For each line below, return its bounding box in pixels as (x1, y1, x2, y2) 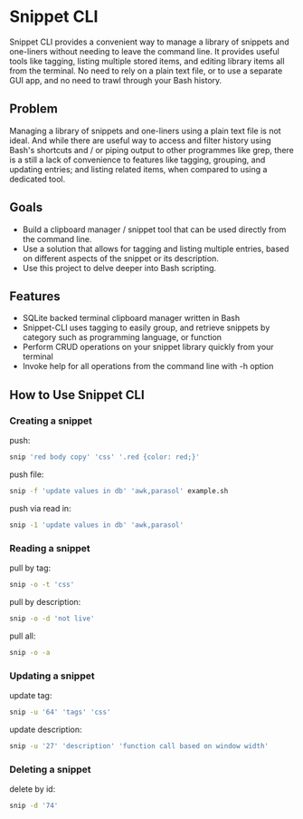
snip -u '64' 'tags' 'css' (9, 707, 111, 717)
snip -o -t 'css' (9, 580, 75, 589)
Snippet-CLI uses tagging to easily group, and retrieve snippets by (22, 322, 270, 333)
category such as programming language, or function (22, 332, 223, 343)
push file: (9, 469, 44, 480)
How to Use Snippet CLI (9, 387, 145, 403)
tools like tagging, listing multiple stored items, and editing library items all (9, 55, 285, 66)
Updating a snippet (9, 669, 95, 682)
